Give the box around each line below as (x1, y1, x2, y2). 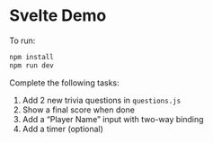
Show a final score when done (22, 104, 135, 115)
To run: (9, 35, 36, 46)
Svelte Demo (9, 5, 107, 26)
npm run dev (9, 60, 54, 70)
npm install (9, 52, 54, 61)
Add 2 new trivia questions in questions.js (22, 94, 182, 105)
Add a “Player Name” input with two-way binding (22, 113, 204, 124)
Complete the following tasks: (9, 77, 120, 88)
